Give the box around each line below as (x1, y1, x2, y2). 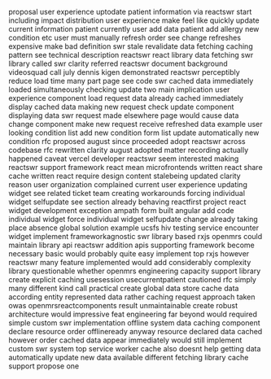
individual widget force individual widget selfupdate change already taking (8, 215, 258, 224)
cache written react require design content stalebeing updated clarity (8, 171, 242, 181)
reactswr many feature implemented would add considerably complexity (8, 258, 251, 267)
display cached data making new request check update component (8, 102, 234, 111)
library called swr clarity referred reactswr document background (8, 59, 228, 68)
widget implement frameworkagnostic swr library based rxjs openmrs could (8, 232, 263, 241)
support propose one (8, 361, 80, 371)
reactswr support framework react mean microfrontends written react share (8, 163, 263, 172)
